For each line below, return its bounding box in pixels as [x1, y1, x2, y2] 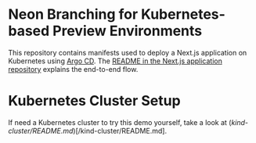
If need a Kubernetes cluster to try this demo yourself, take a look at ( [8, 117, 232, 127]
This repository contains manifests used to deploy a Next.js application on [8, 48, 247, 57]
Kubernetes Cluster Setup [8, 92, 182, 110]
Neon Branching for [8, 5, 139, 23]
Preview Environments [52, 22, 203, 40]
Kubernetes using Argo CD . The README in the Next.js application [8, 56, 223, 66]
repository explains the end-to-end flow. [8, 64, 139, 73]
